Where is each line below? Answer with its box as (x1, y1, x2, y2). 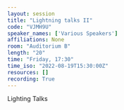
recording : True (7, 75, 55, 83)
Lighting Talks (7, 95, 48, 103)
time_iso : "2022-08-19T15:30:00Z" (7, 62, 109, 69)
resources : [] (7, 69, 49, 76)
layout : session (7, 10, 55, 18)
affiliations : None (7, 36, 65, 43)
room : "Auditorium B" (7, 43, 71, 50)
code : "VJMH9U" (7, 23, 52, 30)
